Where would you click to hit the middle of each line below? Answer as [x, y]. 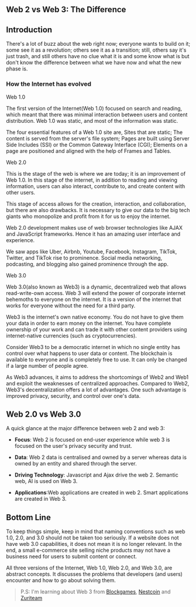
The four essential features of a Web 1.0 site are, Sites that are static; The [94, 132]
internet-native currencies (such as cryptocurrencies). [72, 336]
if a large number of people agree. [47, 365]
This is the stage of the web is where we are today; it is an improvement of [96, 173]
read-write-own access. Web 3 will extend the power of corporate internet [96, 293]
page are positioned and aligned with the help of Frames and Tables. [89, 151]
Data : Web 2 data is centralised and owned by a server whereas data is [101, 457]
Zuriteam [31, 598]
